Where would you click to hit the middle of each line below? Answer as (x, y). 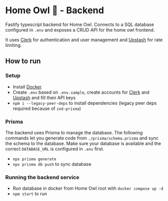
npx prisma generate (34, 159)
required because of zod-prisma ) (47, 108)
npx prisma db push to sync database (52, 164)
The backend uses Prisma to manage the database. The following (74, 132)
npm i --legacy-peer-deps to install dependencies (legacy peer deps (85, 103)
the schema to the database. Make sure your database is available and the (83, 143)
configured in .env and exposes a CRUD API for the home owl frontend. (80, 30)
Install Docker (27, 87)
